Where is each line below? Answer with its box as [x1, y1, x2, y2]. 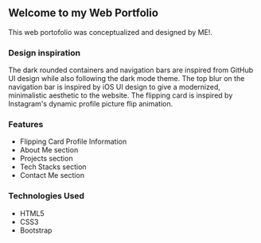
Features [8, 119, 44, 130]
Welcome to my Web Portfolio [8, 6, 159, 20]
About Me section [19, 145, 79, 155]
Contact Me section [19, 171, 85, 180]
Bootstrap [19, 226, 53, 235]
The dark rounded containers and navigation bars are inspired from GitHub [8, 65, 254, 75]
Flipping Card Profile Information [19, 137, 127, 146]
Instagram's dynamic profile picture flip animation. [8, 99, 173, 109]
